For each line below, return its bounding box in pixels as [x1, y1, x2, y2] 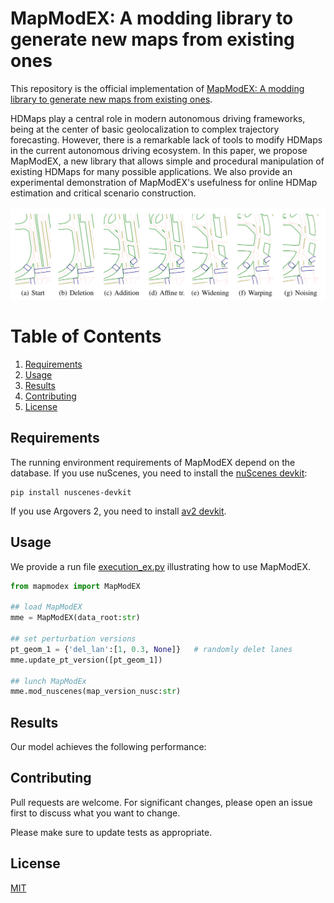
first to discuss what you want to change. [10, 807, 181, 819]
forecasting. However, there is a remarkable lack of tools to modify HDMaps [10, 133, 323, 146]
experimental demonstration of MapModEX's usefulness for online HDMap [10, 176, 318, 188]
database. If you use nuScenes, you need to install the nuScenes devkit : [10, 467, 308, 479]
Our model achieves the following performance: [10, 741, 207, 753]
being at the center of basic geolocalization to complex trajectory [10, 123, 280, 135]
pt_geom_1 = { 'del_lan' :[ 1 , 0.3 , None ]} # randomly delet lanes [10, 644, 293, 654]
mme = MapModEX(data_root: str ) [10, 613, 141, 623]
